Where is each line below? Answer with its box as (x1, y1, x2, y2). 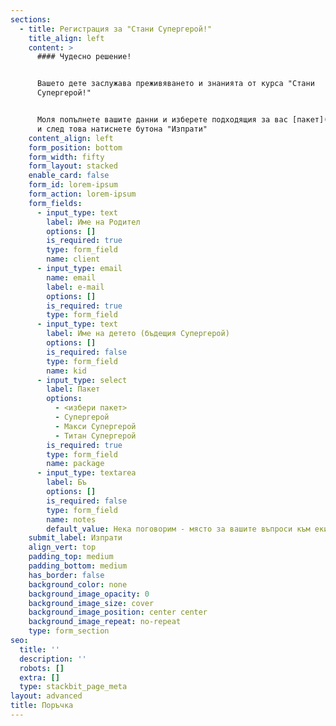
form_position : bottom (28, 142, 123, 153)
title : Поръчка (10, 701, 74, 711)
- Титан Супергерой (54, 431, 137, 441)
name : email (46, 272, 97, 283)
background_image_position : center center (28, 607, 208, 618)
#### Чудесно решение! (36, 52, 132, 62)
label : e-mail (46, 282, 105, 292)
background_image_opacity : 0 (28, 589, 150, 599)
